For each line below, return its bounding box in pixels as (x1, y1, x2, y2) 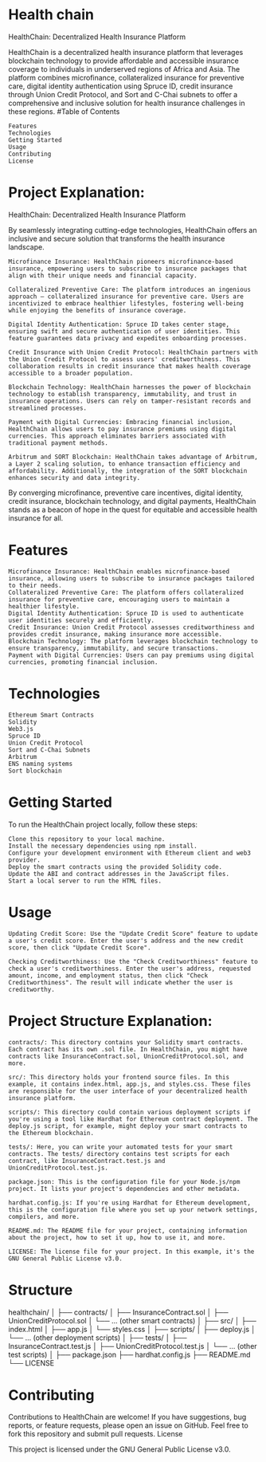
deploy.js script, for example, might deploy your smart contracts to (8, 1122, 248, 1130)
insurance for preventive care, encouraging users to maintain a (8, 595, 229, 603)
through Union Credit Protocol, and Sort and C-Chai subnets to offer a (8, 89, 238, 99)
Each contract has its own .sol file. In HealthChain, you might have (8, 1045, 248, 1053)
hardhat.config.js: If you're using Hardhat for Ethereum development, (8, 1198, 251, 1207)
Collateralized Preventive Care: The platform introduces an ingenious (8, 285, 251, 293)
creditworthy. (8, 985, 56, 993)
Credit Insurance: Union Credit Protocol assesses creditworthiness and (8, 623, 255, 631)
